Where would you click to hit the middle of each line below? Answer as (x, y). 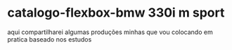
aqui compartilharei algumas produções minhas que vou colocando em (110, 32)
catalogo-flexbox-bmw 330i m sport (116, 13)
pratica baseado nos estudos (50, 39)
